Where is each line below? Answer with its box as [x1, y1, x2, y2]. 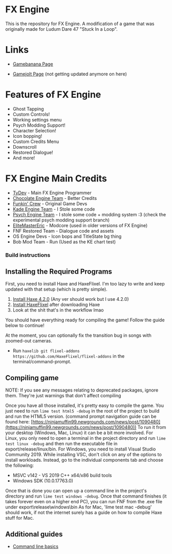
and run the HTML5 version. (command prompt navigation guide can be [5, 414, 157, 420]
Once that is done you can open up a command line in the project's [5, 488, 147, 494]
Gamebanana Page [12, 60, 53, 67]
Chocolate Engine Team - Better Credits [12, 195, 97, 201]
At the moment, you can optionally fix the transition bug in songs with [5, 332, 152, 339]
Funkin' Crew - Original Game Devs [12, 200, 88, 207]
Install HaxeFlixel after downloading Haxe [12, 301, 100, 308]
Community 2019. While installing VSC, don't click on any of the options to [5, 452, 162, 458]
